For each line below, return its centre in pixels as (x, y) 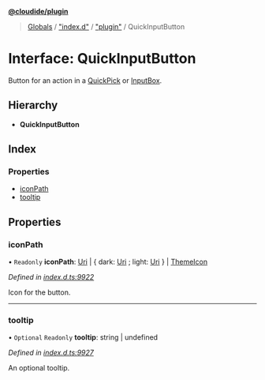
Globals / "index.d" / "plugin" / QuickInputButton (106, 26)
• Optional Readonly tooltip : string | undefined (83, 337)
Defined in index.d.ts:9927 (51, 353)
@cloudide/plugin (38, 11)
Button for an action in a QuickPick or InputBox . (85, 80)
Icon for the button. (39, 292)
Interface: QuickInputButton (102, 59)
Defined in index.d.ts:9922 (51, 277)
